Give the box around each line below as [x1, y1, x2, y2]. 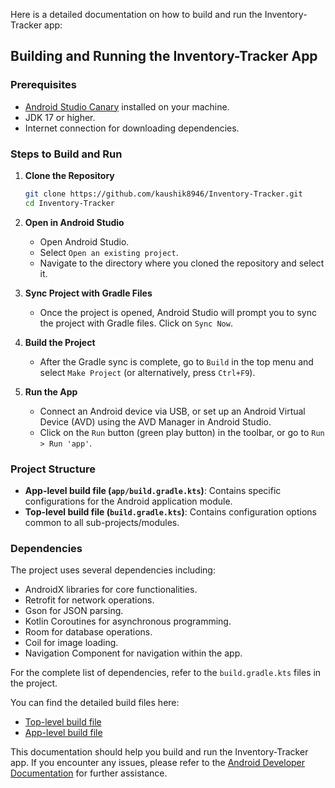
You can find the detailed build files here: [10, 697, 180, 709]
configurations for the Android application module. [24, 495, 233, 508]
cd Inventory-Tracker [24, 198, 115, 208]
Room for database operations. [24, 626, 153, 638]
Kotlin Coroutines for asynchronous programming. [24, 615, 232, 628]
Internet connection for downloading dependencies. [24, 122, 240, 134]
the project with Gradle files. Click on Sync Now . [39, 317, 233, 329]
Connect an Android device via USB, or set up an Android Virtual [39, 405, 306, 417]
